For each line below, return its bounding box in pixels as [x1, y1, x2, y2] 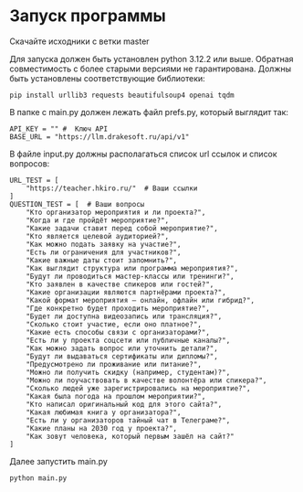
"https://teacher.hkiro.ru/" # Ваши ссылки [26, 184, 198, 193]
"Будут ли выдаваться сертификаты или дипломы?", [26, 351, 219, 361]
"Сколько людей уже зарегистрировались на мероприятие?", [26, 383, 251, 393]
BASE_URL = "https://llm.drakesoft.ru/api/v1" [9, 132, 190, 142]
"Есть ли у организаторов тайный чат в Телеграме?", [26, 415, 231, 425]
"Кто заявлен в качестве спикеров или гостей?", [26, 280, 214, 289]
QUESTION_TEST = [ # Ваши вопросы [9, 199, 145, 209]
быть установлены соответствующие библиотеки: [9, 72, 205, 83]
